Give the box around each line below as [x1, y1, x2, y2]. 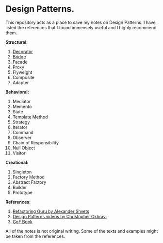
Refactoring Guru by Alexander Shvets [12, 208, 89, 214]
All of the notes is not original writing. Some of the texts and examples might [5, 228, 158, 234]
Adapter [12, 79, 29, 86]
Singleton [12, 169, 32, 174]
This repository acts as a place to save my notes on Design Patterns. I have [5, 19, 156, 25]
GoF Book [12, 219, 33, 225]
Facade [12, 59, 28, 65]
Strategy [12, 119, 30, 125]
